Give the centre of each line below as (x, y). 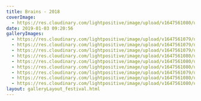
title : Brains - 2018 (33, 12)
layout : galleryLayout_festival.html (53, 89)
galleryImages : (25, 34)
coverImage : (21, 17)
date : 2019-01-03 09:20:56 (40, 28)
